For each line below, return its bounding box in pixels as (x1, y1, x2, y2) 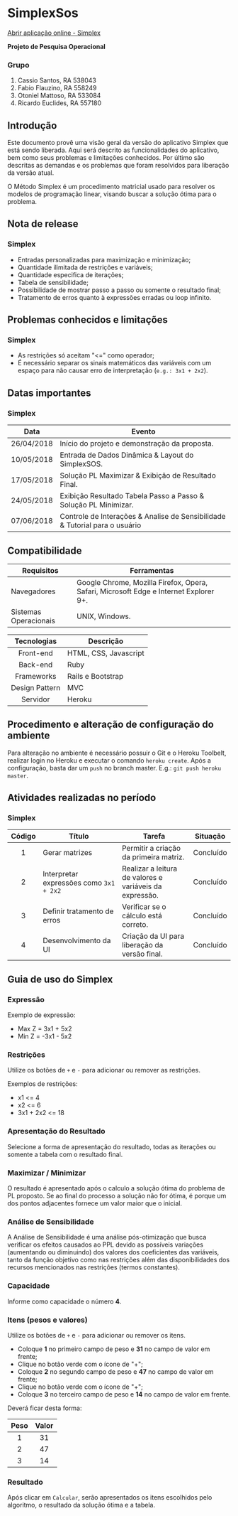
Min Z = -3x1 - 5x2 (17, 1032, 72, 1041)
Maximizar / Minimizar (7, 1168, 86, 1178)
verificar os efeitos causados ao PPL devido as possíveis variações (7, 1240, 204, 1249)
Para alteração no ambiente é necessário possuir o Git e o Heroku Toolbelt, (7, 748, 227, 757)
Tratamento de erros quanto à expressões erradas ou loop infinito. (17, 293, 212, 301)
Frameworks (15, 671, 57, 681)
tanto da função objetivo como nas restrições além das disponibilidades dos (7, 1256, 230, 1264)
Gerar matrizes (42, 848, 93, 858)
